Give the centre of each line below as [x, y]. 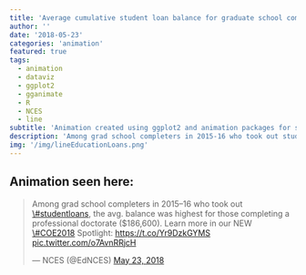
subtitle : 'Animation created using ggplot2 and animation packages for [150, 128]
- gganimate [41, 94]
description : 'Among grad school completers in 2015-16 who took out [144, 137]
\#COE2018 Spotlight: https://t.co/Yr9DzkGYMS [121, 232]
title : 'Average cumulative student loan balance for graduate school [146, 18]
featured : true [38, 52]
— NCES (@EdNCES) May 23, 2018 [98, 260]
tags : [20, 60]
